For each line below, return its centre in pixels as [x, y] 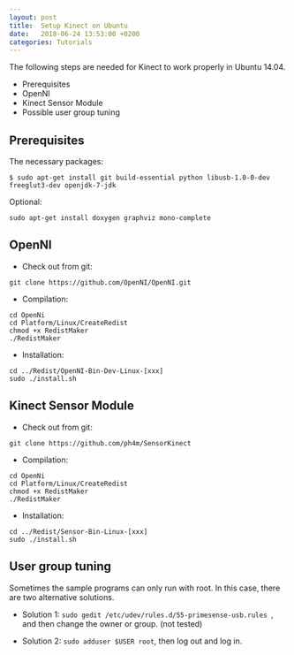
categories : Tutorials [51, 42]
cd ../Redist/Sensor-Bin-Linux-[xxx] [79, 531]
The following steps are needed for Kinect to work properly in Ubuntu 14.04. [147, 67]
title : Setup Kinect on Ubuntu [68, 26]
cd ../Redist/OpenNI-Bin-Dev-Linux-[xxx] [87, 371]
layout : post [33, 17]
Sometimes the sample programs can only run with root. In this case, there [145, 588]
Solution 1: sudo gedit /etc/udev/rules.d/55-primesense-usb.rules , [147, 614]
